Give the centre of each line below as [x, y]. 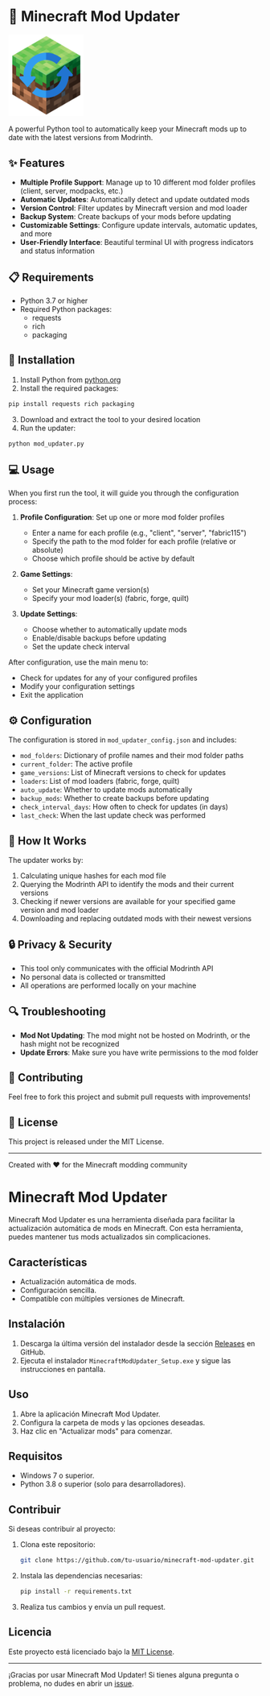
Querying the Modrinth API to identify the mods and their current [127, 884]
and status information [57, 251]
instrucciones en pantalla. [63, 1369]
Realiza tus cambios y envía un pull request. [93, 1607]
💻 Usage [31, 469]
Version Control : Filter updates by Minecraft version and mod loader [133, 208]
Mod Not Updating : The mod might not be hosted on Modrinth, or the [135, 1035]
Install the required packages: [69, 388]
